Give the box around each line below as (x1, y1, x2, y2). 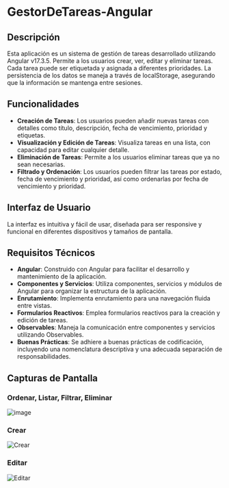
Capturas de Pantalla (7, 372, 98, 384)
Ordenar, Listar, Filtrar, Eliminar (7, 393, 113, 402)
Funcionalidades (7, 99, 80, 110)
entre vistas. (16, 302, 53, 310)
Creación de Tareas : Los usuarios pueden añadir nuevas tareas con (16, 116, 209, 125)
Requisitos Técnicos (7, 247, 96, 259)
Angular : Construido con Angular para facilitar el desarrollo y (16, 265, 190, 274)
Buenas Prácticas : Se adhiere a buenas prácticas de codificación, (16, 338, 204, 346)
